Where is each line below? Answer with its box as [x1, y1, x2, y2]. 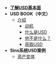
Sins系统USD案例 [9, 47, 46, 53]
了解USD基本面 [9, 5, 41, 10]
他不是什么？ [24, 35, 51, 41]
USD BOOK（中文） [9, 11, 51, 17]
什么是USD [24, 29, 47, 35]
